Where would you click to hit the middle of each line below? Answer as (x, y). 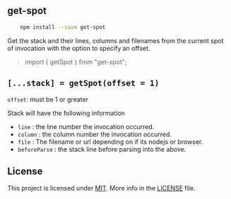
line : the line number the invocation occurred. (86, 126)
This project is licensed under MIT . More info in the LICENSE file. (101, 188)
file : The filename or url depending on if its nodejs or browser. (110, 141)
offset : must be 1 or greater (48, 99)
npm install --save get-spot (63, 27)
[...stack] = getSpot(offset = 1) (83, 83)
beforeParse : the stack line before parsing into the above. (102, 149)
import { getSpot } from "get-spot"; (76, 61)
